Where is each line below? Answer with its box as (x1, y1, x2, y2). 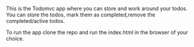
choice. (6, 35, 25, 42)
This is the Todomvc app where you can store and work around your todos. (6, 5, 188, 12)
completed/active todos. (6, 18, 65, 24)
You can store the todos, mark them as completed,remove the (6, 11, 155, 18)
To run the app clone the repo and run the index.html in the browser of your (6, 29, 189, 36)
